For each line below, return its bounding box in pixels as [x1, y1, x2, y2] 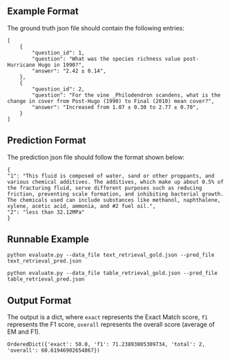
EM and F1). [7, 328, 41, 336]
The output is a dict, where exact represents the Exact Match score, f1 [7, 313, 209, 321]
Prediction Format [7, 135, 86, 146]
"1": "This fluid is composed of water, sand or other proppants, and [7, 172, 215, 179]
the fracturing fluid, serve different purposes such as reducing [7, 184, 202, 191]
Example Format [7, 6, 79, 17]
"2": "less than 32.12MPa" [7, 209, 85, 216]
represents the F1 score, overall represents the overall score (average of [7, 321, 215, 329]
